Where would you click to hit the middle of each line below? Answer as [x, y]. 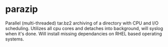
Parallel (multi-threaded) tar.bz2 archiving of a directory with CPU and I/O [82, 23]
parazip [22, 9]
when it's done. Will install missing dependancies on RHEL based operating [84, 33]
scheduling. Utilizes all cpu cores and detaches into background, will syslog [84, 28]
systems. [15, 39]
